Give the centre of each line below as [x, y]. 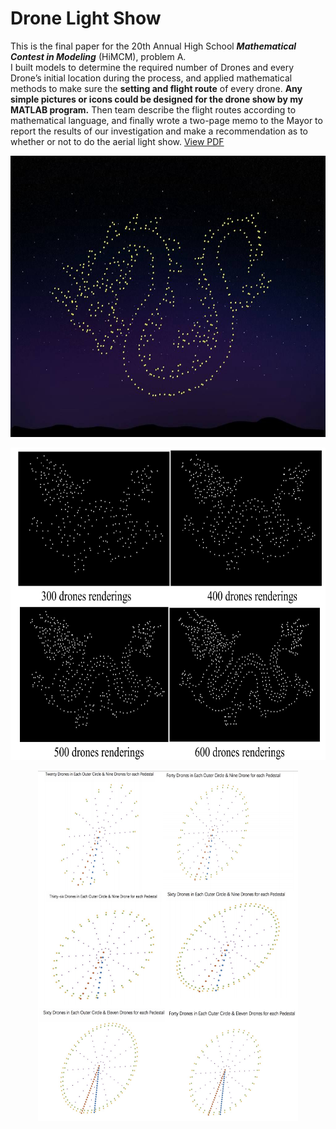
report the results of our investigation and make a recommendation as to [159, 131]
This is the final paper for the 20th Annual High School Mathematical [153, 46]
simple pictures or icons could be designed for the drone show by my [157, 99]
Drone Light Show [86, 18]
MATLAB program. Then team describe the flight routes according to [153, 109]
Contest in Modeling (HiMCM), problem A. [98, 56]
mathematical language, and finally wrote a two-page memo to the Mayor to [166, 120]
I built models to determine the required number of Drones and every [152, 67]
